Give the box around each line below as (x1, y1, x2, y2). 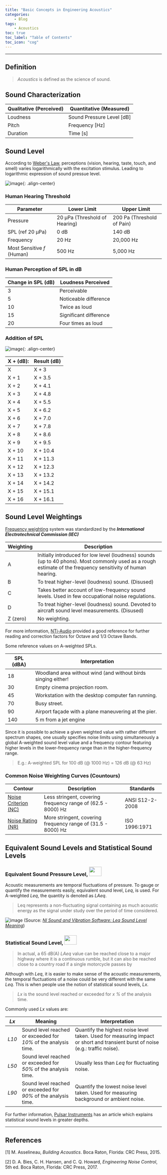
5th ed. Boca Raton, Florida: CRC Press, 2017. (5, 1164, 98, 1170)
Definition (5, 63, 36, 71)
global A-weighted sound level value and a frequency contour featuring (5, 739, 152, 746)
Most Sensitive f (7, 245, 46, 252)
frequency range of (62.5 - (44, 800, 108, 807)
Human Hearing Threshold (5, 193, 71, 200)
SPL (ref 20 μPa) (7, 228, 47, 235)
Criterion (7, 800, 28, 807)
